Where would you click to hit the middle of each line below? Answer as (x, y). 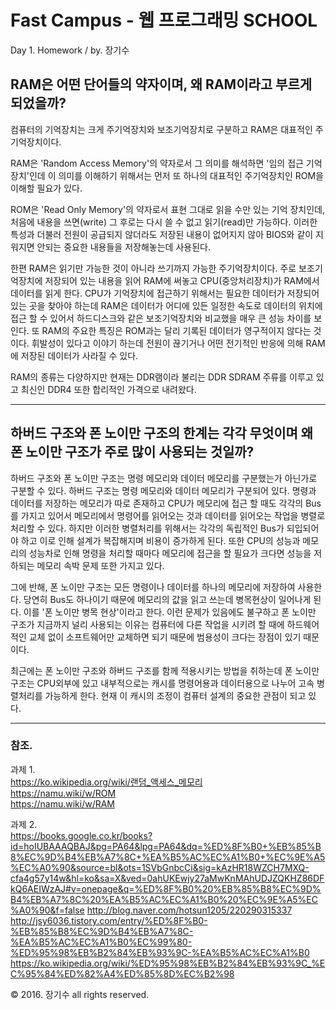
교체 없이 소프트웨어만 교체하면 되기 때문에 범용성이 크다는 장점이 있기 (165, 637)
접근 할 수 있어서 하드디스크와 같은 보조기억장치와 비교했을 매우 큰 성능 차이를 (161, 318)
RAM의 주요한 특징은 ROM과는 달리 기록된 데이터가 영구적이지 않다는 (176, 330)
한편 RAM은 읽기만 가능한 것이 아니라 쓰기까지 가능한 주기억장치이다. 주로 (153, 268)
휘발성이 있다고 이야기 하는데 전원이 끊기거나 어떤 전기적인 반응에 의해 (167, 343)
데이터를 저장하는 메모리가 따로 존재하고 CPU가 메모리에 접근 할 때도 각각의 (157, 503)
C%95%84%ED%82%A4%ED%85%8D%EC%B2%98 (122, 973)
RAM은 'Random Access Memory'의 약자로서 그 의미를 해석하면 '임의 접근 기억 (166, 163)
